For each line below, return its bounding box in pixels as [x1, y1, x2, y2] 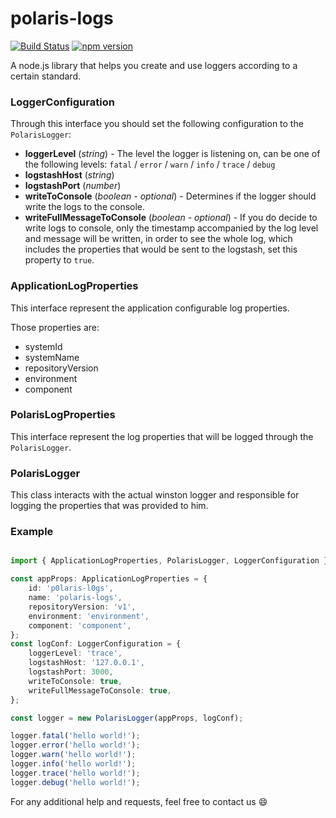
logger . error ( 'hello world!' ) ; [10, 740, 141, 751]
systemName [24, 351, 80, 363]
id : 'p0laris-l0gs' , [28, 583, 114, 594]
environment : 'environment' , [28, 611, 150, 621]
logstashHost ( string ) [24, 169, 115, 181]
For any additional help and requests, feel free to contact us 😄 [10, 795, 268, 807]
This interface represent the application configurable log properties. [10, 302, 290, 314]
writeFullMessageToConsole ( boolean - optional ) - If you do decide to [24, 212, 318, 224]
